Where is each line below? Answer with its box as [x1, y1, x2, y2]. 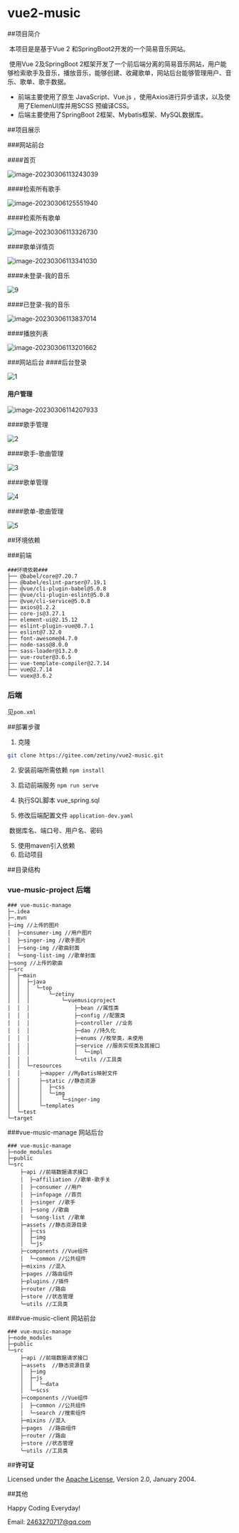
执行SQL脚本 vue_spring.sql [17, 796, 100, 805]
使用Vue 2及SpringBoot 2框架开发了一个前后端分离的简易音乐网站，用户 [9, 59, 221, 68]
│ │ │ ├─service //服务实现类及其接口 [7, 1042, 161, 1049]
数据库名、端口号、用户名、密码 [9, 827, 103, 835]
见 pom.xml [7, 708, 37, 716]
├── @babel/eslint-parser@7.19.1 [7, 579, 107, 586]
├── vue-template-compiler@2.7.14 [7, 660, 110, 667]
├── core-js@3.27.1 [7, 610, 65, 617]
